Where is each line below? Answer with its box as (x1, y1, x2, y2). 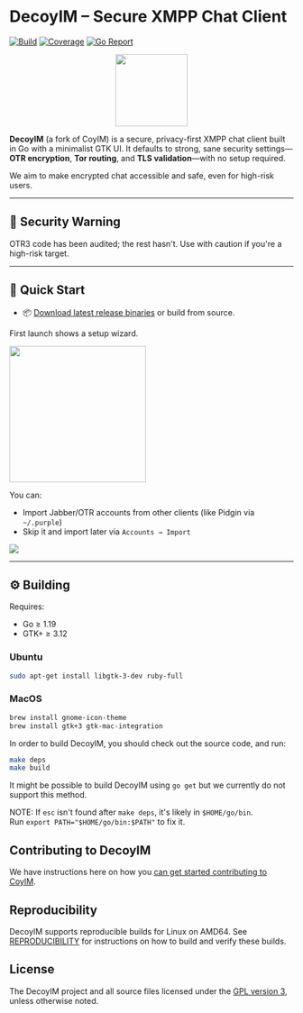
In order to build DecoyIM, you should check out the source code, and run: (9, 737, 287, 749)
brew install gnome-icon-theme (9, 713, 127, 722)
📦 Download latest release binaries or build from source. (22, 306, 235, 317)
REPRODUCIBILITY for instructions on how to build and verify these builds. (9, 935, 287, 946)
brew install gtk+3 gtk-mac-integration (9, 721, 164, 731)
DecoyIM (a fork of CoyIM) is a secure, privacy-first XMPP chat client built (9, 133, 286, 144)
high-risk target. (9, 248, 69, 259)
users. (9, 179, 33, 190)
